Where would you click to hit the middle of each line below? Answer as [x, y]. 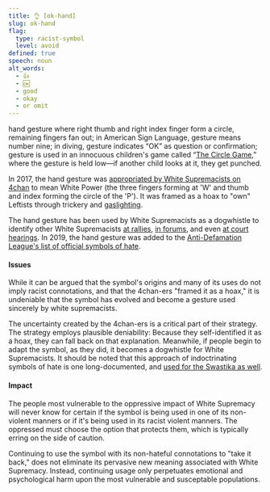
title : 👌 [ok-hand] [42, 16]
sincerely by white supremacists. [63, 309]
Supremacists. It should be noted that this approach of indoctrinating [123, 358]
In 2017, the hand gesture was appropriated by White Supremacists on [125, 179]
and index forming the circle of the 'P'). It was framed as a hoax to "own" [130, 196]
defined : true [32, 53]
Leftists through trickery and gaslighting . [76, 205]
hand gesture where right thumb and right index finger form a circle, [122, 129]
